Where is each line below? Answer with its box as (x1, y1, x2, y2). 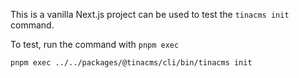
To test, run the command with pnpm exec (10, 39, 180, 50)
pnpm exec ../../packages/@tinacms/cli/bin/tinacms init (10, 58, 253, 68)
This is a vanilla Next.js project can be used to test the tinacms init (10, 9, 290, 20)
